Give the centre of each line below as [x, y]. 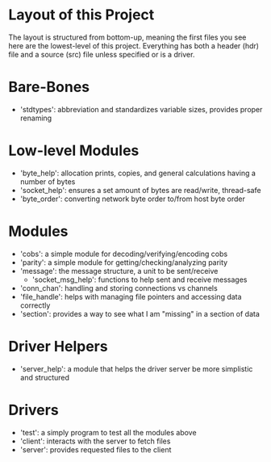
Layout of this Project [81, 15]
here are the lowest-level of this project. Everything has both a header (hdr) [134, 45]
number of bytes [48, 181]
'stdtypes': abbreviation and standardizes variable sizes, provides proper [141, 109]
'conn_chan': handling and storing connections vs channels [119, 288]
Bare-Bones [49, 87]
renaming [36, 118]
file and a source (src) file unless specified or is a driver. [102, 54]
